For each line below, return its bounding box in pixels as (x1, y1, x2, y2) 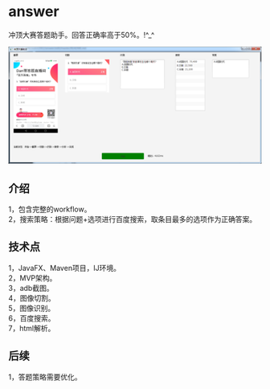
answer (8, 2, 59, 21)
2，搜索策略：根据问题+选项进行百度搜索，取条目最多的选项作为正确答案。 (8, 215, 257, 224)
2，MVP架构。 (8, 272, 57, 283)
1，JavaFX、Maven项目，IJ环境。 (8, 263, 121, 272)
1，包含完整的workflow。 (8, 204, 92, 215)
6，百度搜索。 (8, 313, 55, 323)
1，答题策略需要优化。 (8, 372, 82, 382)
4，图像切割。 (8, 293, 56, 303)
